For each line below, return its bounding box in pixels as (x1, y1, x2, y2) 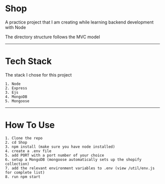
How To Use (5, 120, 55, 131)
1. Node (5, 81, 21, 86)
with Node (5, 24, 26, 30)
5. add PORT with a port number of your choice (5, 153, 105, 158)
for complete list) (5, 170, 45, 175)
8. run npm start (5, 174, 41, 179)
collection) (5, 161, 29, 166)
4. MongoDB (5, 94, 27, 99)
